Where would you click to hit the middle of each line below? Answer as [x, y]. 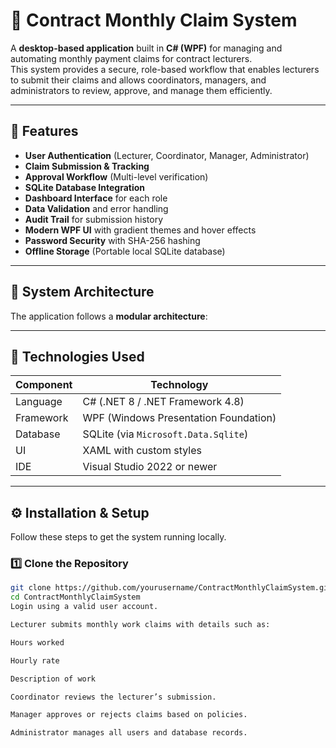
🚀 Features [44, 131]
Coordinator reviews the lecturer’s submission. [113, 697]
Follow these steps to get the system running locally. [118, 537]
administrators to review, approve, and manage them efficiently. [141, 90]
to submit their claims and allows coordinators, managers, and [138, 80]
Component [44, 385]
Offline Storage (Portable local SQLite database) [125, 251]
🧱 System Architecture [82, 292]
